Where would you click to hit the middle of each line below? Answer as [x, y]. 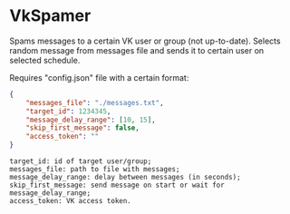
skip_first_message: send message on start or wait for [117, 185]
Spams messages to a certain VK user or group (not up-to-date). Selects [145, 41]
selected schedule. [45, 60]
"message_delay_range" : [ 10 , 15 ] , [91, 120]
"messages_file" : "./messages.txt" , [95, 102]
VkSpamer [50, 16]
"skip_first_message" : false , [83, 128]
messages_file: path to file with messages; [95, 170]
